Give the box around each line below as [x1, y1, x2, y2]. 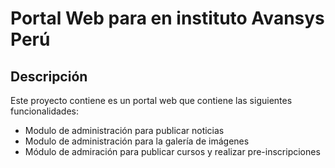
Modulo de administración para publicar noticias [24, 125, 225, 136]
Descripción [10, 68, 88, 85]
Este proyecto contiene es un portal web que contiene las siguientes [10, 95, 293, 106]
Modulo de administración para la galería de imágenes [24, 135, 250, 147]
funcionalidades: [10, 105, 80, 117]
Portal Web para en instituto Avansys [10, 7, 325, 30]
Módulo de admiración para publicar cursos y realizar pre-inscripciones [24, 146, 321, 157]
